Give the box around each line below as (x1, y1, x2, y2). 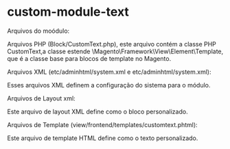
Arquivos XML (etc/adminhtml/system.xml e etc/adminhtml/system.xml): (7, 68, 211, 76)
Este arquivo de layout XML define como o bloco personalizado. (7, 107, 188, 116)
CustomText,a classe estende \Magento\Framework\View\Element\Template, (7, 47, 224, 55)
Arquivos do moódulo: (7, 27, 70, 35)
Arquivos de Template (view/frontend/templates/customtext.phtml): (7, 120, 198, 128)
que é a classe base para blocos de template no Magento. (7, 54, 172, 62)
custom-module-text (7, 4, 129, 20)
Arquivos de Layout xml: (7, 94, 76, 103)
